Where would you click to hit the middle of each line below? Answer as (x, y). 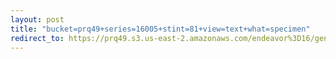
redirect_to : (37, 38)
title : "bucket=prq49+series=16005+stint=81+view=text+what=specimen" (160, 29)
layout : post (37, 19)
